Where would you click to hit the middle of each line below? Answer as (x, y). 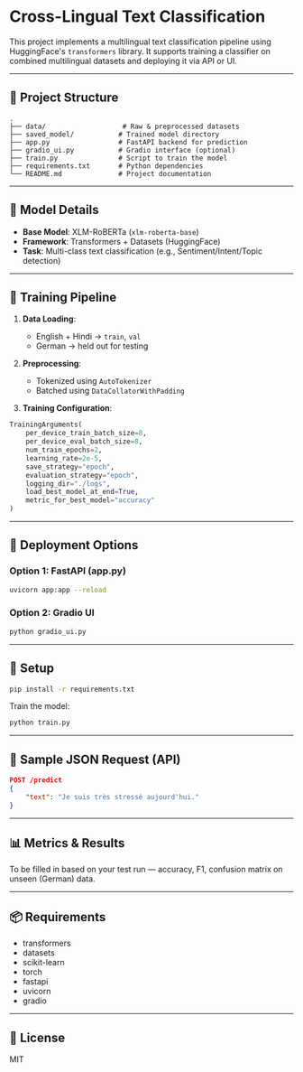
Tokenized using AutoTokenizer (94, 381)
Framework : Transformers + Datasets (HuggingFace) (121, 241)
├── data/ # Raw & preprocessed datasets (125, 126)
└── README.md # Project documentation (110, 173)
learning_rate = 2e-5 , (64, 458)
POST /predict (36, 780)
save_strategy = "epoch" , (70, 467)
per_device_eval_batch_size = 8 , (84, 442)
